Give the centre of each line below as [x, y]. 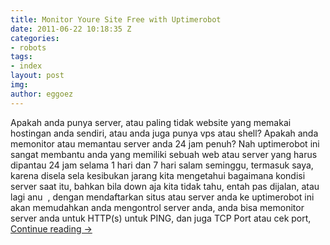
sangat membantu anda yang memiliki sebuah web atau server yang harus [164, 154]
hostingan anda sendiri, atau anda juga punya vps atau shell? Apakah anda [164, 133]
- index [26, 66]
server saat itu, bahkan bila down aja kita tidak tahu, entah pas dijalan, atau [165, 186]
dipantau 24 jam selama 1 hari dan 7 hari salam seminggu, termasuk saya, [162, 165]
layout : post [37, 76]
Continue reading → [51, 228]
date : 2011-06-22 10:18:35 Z [71, 29]
